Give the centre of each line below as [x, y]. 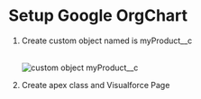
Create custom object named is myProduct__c [107, 40]
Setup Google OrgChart [98, 16]
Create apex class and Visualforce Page [96, 85]
